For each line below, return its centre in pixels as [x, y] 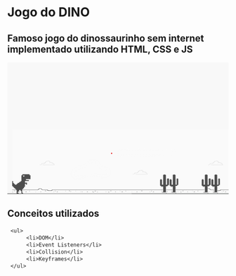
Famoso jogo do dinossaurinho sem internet [106, 38]
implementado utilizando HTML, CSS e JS [100, 49]
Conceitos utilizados [53, 214]
